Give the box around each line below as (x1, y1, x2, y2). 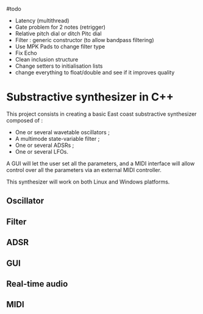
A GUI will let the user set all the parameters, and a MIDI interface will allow (6, 160, 195, 167)
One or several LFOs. (15, 148, 69, 155)
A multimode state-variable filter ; (15, 135, 100, 142)
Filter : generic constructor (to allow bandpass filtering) (15, 37, 154, 43)
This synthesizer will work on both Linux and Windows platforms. (6, 178, 170, 185)
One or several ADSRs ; (15, 141, 74, 149)
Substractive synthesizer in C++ (6, 90, 174, 104)
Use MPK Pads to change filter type (15, 43, 105, 50)
